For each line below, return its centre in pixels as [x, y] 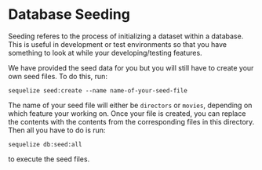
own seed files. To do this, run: [58, 76]
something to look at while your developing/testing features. [105, 52]
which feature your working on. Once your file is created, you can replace [127, 113]
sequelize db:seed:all [45, 144]
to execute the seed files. [49, 159]
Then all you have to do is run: [57, 130]
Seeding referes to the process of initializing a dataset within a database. [126, 36]
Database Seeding [69, 14]
